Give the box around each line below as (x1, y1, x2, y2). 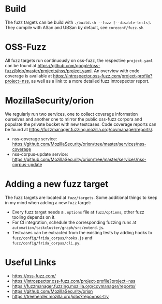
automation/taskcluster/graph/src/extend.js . (12, 224, 105, 230)
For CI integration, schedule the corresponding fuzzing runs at (12, 219, 136, 225)
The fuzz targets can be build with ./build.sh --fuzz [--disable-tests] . (5, 19, 151, 25)
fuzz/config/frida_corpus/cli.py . (12, 240, 81, 245)
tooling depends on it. (12, 214, 56, 220)
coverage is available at (5, 73, 52, 78)
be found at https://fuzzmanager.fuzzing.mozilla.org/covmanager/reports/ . (5, 126, 154, 132)
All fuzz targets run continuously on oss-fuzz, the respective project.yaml (5, 57, 153, 63)
